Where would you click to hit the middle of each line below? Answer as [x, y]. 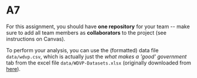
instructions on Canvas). [36, 39]
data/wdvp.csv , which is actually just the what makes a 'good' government [96, 56]
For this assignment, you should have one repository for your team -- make [98, 26]
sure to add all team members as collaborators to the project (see [86, 32]
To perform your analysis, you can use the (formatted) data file [83, 50]
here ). [13, 69]
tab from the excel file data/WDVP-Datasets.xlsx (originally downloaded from [99, 63]
